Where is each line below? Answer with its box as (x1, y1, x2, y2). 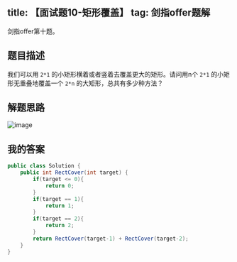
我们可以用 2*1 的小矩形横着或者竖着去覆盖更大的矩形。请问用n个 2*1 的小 (7, 70, 224, 78)
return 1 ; (45, 202, 75, 209)
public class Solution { (7, 163, 81, 170)
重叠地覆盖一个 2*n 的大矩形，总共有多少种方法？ (19, 79, 164, 87)
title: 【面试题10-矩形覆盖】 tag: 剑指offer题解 (7, 6, 211, 19)
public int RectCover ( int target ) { (20, 169, 129, 176)
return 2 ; (45, 222, 75, 229)
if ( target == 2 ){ (33, 215, 84, 222)
